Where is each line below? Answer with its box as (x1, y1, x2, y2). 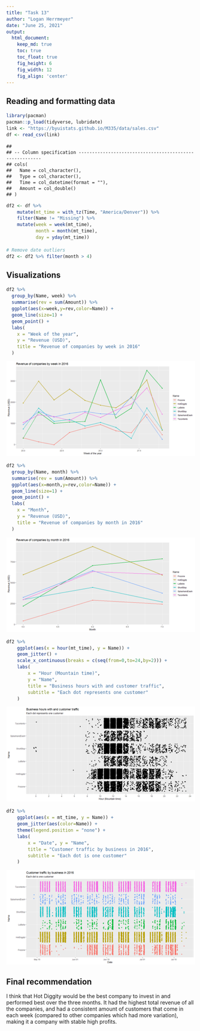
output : (6, 29, 26, 35)
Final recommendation (6, 976, 92, 987)
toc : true (17, 48, 42, 54)
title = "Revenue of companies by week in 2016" (17, 344, 141, 350)
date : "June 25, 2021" (6, 22, 63, 28)
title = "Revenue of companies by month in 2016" (17, 520, 144, 526)
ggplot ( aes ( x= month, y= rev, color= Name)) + (11, 481, 117, 488)
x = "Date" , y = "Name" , (28, 840, 90, 846)
